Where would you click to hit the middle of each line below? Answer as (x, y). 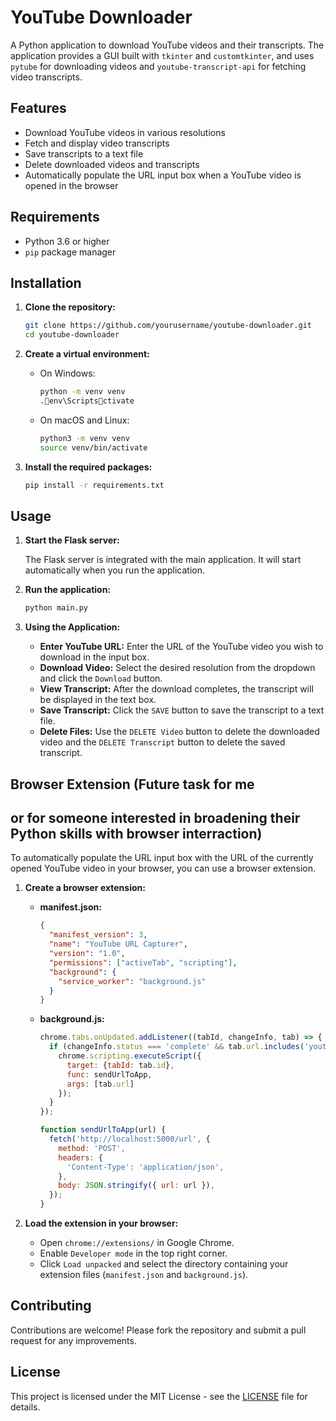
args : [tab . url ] (100, 1084)
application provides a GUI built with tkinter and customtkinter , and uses (162, 55)
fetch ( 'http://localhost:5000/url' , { (129, 1139)
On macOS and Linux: (84, 420)
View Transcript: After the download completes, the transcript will (176, 689)
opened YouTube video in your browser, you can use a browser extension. (163, 868)
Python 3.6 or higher (67, 241)
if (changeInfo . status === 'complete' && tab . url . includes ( (176, 1047)
